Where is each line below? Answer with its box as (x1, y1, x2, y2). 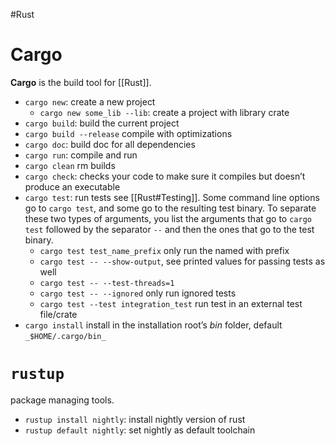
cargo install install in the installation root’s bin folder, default (24, 319, 283, 331)
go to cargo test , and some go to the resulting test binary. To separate (24, 202, 317, 214)
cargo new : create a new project (24, 95, 156, 108)
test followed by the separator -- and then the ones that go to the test (24, 223, 315, 235)
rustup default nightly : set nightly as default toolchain (24, 424, 256, 436)
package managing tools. (10, 394, 115, 406)
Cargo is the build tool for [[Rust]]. (10, 76, 152, 88)
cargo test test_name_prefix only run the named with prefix (39, 244, 290, 256)
